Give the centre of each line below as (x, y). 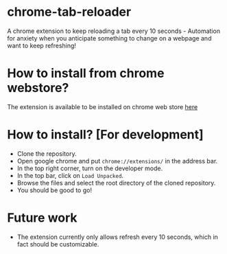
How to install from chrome (86, 73)
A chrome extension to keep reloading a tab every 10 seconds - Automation (114, 31)
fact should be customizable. (58, 244)
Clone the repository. (47, 153)
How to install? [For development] (105, 135)
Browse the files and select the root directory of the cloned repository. (116, 183)
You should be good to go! (55, 190)
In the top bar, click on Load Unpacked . (70, 175)
